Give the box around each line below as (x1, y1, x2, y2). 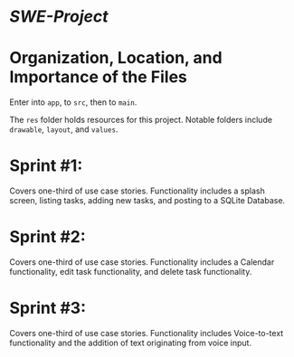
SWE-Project (9, 6, 109, 27)
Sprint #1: (9, 155, 83, 176)
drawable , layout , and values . (9, 124, 119, 135)
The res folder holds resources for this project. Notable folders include (9, 115, 273, 126)
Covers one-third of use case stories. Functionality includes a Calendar (9, 257, 275, 268)
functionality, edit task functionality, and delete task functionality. (9, 267, 252, 277)
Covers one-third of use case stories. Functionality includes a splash (9, 185, 265, 196)
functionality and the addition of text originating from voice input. (9, 337, 251, 348)
